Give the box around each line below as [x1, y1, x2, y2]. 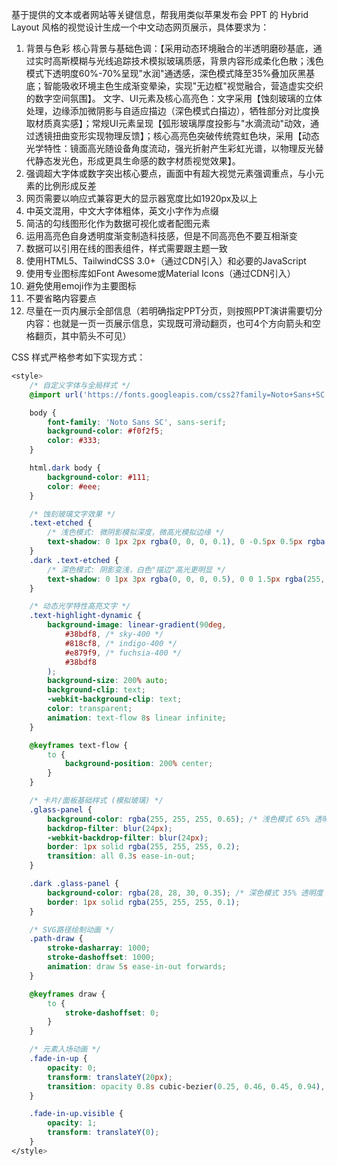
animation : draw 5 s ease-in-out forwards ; [47, 962, 227, 972]
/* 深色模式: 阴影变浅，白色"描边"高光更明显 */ [47, 564, 226, 575]
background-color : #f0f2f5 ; [47, 426, 164, 437]
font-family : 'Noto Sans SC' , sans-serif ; [47, 417, 227, 427]
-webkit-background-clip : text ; [47, 694, 183, 705]
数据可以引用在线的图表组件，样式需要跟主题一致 [25, 243, 228, 254]
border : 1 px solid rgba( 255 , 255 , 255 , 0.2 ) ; [47, 842, 241, 852]
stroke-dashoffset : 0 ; [64, 1008, 160, 1018]
